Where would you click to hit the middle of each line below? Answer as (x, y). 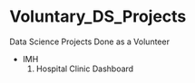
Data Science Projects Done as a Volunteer (90, 41)
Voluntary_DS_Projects (98, 17)
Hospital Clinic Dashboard (85, 69)
